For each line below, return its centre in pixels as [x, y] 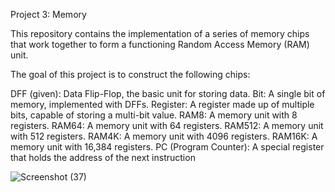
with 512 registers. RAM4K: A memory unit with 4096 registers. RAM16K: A [164, 136]
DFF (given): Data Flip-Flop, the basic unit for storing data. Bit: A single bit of [168, 93]
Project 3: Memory [48, 14]
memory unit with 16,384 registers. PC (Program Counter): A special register [167, 147]
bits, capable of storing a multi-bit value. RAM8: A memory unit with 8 [154, 115]
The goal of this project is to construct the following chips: [130, 74]
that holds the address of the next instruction [103, 157]
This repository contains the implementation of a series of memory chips [160, 33]
